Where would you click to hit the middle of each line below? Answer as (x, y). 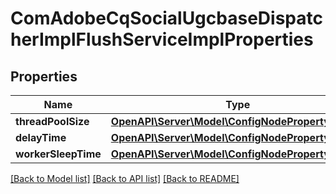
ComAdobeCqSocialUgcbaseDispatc (166, 18)
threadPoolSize (52, 121)
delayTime (41, 137)
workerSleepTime (58, 154)
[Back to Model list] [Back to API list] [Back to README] (125, 178)
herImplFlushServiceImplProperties (162, 39)
